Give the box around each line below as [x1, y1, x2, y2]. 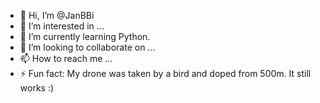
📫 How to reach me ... [19, 53, 113, 64]
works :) [19, 82, 55, 94]
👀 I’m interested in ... [19, 20, 105, 32]
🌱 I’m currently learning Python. [19, 31, 151, 42]
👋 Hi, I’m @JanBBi [19, 10, 95, 21]
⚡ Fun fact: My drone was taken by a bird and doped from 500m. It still [19, 68, 312, 79]
